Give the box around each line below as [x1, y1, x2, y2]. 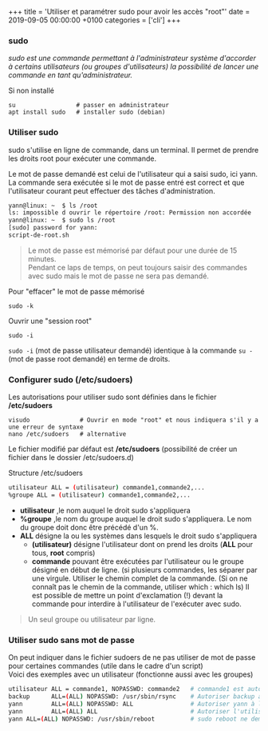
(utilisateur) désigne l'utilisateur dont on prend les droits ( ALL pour [31, 540, 254, 549]
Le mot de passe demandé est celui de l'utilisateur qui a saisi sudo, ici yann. [8, 169, 258, 178]
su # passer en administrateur [8, 102, 170, 110]
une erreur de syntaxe [8, 423, 84, 431]
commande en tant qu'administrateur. [8, 70, 133, 80]
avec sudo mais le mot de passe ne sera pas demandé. [27, 271, 210, 281]
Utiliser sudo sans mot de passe [8, 634, 135, 645]
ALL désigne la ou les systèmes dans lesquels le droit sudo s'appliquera [19, 531, 258, 541]
